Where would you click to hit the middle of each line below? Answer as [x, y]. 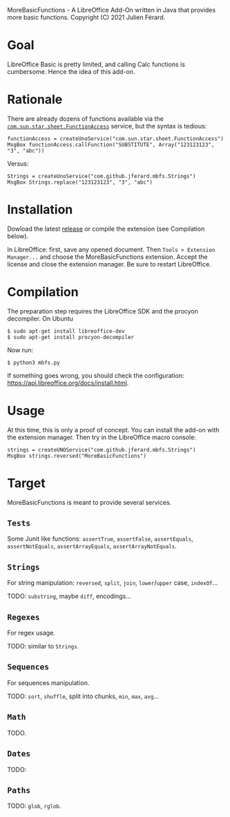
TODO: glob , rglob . [34, 806]
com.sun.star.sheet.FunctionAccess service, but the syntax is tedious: [107, 126]
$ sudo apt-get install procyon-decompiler [71, 337]
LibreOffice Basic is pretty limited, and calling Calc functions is [96, 64]
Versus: [18, 163]
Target [27, 483]
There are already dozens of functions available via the [85, 118]
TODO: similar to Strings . [43, 646]
